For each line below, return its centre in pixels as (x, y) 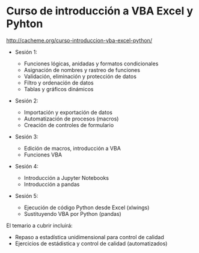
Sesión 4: (27, 166)
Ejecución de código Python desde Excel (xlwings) (87, 207)
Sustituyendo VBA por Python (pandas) (72, 213)
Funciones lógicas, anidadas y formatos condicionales (91, 64)
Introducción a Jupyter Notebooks (66, 177)
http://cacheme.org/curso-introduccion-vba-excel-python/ (79, 40)
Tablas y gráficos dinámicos (59, 89)
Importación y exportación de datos (68, 112)
